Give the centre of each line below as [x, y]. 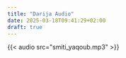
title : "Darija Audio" [41, 14]
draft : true [25, 27]
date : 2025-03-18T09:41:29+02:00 [57, 21]
